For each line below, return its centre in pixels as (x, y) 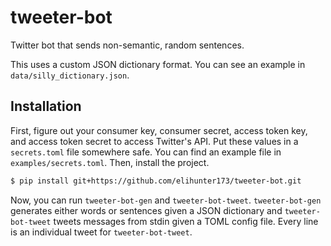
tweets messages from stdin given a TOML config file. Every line (186, 221)
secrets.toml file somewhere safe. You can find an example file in (146, 152)
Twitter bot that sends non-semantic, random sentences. (127, 45)
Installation (46, 106)
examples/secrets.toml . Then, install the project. (110, 162)
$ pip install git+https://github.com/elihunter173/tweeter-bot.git (156, 181)
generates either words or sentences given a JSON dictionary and (146, 210)
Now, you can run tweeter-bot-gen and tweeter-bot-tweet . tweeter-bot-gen (166, 200)
